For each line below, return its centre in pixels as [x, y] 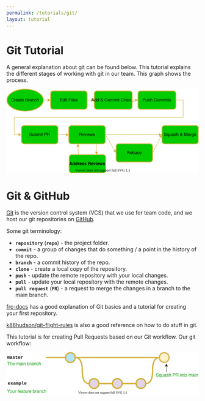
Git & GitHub [38, 196]
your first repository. [32, 313]
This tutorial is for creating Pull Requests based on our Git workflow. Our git [101, 337]
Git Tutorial [35, 50]
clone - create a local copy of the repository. [71, 269]
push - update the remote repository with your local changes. [92, 276]
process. [17, 80]
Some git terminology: [34, 231]
